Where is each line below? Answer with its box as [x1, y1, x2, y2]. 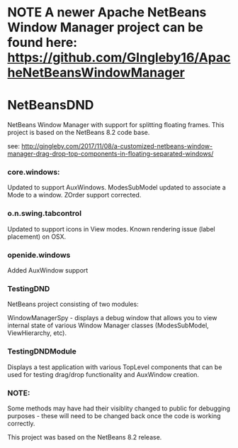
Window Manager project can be [7, 19, 203, 35]
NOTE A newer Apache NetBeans [7, 4, 207, 21]
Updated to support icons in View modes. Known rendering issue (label [7, 224, 215, 233]
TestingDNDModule [7, 346, 76, 356]
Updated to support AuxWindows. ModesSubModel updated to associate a [7, 183, 227, 192]
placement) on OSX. [7, 232, 67, 241]
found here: [7, 35, 78, 50]
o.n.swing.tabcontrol [7, 209, 82, 219]
